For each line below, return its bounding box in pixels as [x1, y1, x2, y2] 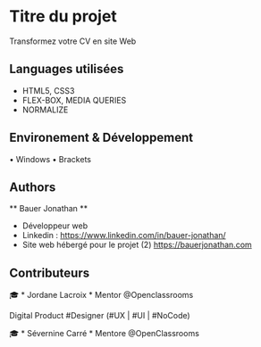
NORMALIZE [21, 104, 69, 115]
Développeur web [21, 220, 88, 231]
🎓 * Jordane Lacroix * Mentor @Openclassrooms [9, 290, 194, 301]
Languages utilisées [9, 62, 124, 77]
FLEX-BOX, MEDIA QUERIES [21, 95, 127, 105]
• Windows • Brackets [9, 153, 92, 164]
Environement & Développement [9, 130, 194, 145]
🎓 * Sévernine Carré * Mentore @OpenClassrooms [9, 328, 199, 339]
